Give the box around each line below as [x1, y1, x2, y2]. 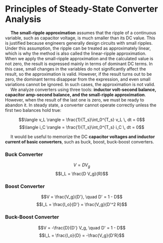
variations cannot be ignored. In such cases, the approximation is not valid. [5, 81, 156, 87]
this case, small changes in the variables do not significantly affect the [5, 66, 146, 71]
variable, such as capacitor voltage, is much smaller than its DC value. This [5, 35, 156, 41]
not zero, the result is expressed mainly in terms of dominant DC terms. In [5, 61, 153, 67]
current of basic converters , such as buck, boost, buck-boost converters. [5, 139, 154, 144]
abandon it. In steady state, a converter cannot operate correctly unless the [5, 102, 157, 108]
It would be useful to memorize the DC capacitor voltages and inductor [10, 134, 155, 139]
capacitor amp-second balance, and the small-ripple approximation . [5, 91, 146, 98]
